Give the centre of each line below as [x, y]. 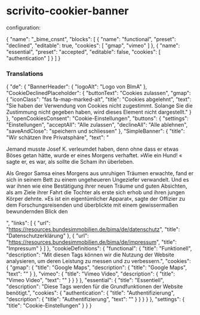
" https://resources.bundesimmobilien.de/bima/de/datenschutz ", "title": [93, 230]
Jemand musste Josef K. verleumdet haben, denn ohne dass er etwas [93, 149]
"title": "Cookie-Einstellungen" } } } [49, 305]
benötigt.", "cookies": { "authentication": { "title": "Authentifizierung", [90, 293]
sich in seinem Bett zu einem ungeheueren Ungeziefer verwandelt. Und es [98, 180]
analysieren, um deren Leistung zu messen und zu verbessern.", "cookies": [99, 261]
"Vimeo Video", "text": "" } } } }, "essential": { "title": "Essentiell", [85, 280]
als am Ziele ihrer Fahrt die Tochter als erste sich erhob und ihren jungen [96, 192]
